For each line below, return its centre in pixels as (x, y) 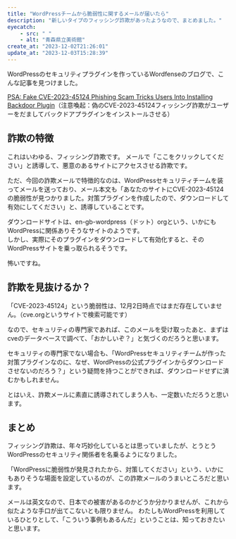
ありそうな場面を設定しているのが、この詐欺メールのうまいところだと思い (121, 478)
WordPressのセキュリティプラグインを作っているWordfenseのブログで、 (113, 74)
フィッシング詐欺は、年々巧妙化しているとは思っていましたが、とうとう (112, 446)
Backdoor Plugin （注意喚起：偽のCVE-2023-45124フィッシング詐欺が (109, 105)
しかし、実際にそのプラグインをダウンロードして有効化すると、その (106, 239)
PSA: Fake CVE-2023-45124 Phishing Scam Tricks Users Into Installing (110, 96)
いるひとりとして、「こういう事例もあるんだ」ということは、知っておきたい (116, 520)
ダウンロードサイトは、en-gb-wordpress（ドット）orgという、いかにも (112, 222)
